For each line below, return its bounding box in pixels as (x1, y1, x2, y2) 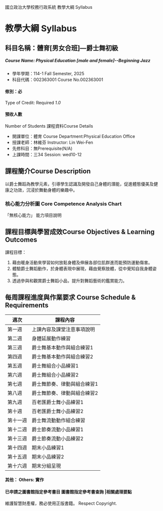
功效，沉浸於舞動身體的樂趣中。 (13, 187, 78, 193)
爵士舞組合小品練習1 (32, 362, 79, 369)
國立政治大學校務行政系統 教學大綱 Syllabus (5, 4, 93, 10)
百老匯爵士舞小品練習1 (32, 398, 84, 405)
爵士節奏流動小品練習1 (32, 426, 84, 433)
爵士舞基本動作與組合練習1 (32, 344, 94, 351)
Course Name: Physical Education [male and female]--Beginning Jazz (5, 58, 151, 64)
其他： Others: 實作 (5, 477, 44, 483)
